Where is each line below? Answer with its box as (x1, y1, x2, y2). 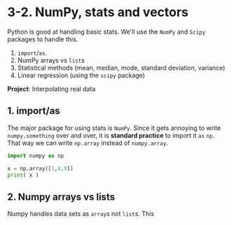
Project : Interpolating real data (7, 84, 96, 93)
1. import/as (7, 105, 61, 117)
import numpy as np (7, 152, 64, 159)
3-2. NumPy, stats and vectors (7, 4, 189, 20)
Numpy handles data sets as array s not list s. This (7, 210, 154, 218)
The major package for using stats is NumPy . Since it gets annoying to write (7, 124, 221, 132)
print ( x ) (7, 172, 39, 179)
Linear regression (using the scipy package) (17, 71, 145, 79)
